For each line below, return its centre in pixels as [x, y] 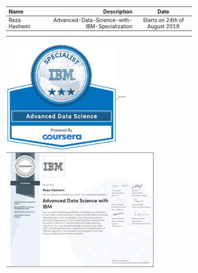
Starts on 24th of [164, 20]
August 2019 [163, 26]
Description [118, 11]
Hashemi [19, 26]
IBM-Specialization [109, 26]
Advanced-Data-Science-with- [93, 20]
